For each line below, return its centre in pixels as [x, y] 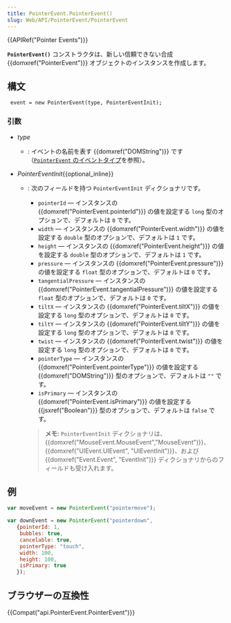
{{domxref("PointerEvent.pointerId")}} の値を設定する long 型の [128, 211]
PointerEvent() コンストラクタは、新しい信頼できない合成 [90, 54]
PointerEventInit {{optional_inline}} [65, 174]
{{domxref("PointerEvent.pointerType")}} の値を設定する [118, 366]
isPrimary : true [43, 566]
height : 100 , [38, 559]
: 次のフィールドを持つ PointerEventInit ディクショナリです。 [116, 188]
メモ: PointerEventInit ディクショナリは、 [105, 434]
